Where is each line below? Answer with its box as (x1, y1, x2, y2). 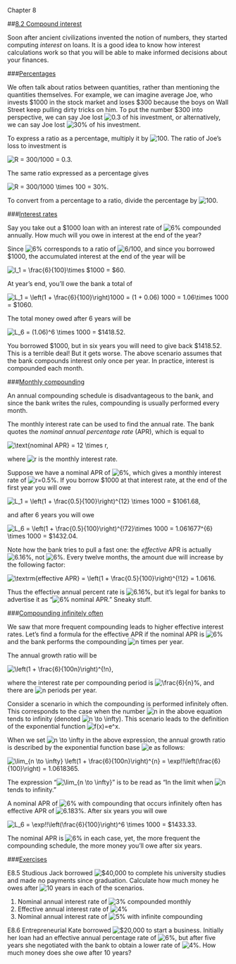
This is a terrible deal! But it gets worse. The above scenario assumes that (7, 349, 222, 357)
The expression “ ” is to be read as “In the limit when (7, 778, 213, 786)
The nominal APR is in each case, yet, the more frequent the (7, 834, 201, 842)
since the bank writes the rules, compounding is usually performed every (7, 399, 220, 407)
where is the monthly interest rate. (7, 455, 118, 463)
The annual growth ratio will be (7, 651, 97, 660)
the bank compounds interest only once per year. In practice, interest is (7, 357, 215, 365)
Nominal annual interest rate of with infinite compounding (17, 913, 203, 920)
